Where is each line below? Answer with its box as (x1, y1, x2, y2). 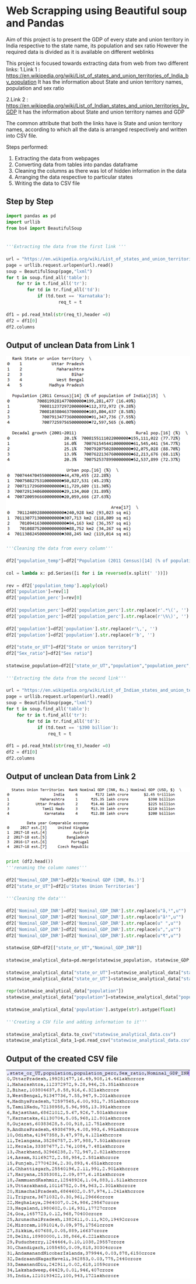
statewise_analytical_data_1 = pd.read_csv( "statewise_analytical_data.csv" (6, 1038, 192, 1043)
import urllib (6, 219, 41, 225)
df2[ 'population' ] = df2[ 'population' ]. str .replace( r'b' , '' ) (6, 632, 156, 638)
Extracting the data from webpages (14, 155, 100, 162)
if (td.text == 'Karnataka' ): (37, 293, 111, 299)
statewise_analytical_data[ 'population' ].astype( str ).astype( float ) (6, 1007, 176, 1013)
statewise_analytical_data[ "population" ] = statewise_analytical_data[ (6, 994, 179, 1000)
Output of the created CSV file (6, 1053, 118, 1063)
